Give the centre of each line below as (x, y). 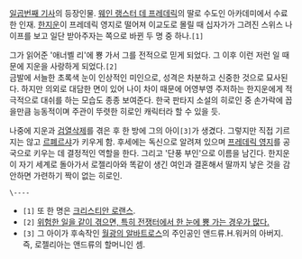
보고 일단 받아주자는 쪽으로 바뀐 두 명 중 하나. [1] (119, 36)
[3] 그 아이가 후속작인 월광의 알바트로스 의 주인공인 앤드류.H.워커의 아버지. (153, 233)
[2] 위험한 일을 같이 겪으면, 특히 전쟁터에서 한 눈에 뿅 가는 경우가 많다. (146, 222)
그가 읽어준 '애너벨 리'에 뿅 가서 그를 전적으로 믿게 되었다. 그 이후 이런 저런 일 (145, 55)
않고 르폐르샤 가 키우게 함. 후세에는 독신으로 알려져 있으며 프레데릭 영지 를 (153, 142)
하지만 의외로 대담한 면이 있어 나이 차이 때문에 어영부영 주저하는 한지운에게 (152, 89)
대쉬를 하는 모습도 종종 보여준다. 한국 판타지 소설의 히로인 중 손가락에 (162, 100)
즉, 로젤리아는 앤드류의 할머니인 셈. (84, 245)
